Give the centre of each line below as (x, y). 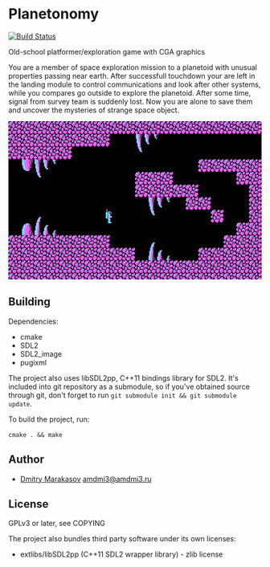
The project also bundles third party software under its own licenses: (122, 539)
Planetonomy (53, 14)
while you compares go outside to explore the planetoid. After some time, (130, 92)
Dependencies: (33, 321)
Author (26, 460)
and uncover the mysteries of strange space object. (94, 110)
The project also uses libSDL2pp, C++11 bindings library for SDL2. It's (123, 377)
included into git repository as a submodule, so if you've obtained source (129, 386)
